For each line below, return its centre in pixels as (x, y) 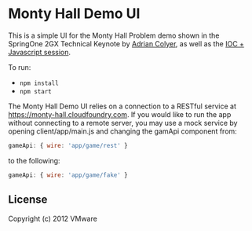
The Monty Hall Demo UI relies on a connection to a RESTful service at (122, 106)
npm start (36, 91)
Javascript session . (40, 52)
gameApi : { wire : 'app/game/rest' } (68, 145)
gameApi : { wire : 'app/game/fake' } (68, 175)
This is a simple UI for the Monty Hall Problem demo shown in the (114, 35)
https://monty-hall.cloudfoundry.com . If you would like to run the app (120, 114)
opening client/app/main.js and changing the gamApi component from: (122, 131)
